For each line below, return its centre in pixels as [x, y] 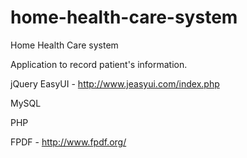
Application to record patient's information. [99, 64]
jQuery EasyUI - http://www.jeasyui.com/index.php [115, 83]
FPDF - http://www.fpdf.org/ [68, 142]
